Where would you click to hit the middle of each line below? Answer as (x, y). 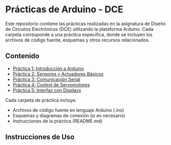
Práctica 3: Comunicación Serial (46, 79)
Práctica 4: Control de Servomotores (51, 85)
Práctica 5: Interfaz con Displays (47, 90)
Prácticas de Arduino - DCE (64, 9)
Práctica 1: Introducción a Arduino (48, 68)
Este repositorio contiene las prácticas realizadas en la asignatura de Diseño (86, 24)
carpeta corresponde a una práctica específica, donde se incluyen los (79, 34)
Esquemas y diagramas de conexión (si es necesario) (69, 115)
